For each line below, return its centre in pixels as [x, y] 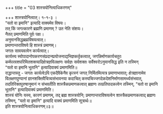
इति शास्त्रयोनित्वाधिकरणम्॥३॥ [29, 106]
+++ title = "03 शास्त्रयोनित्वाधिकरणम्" [39, 8]
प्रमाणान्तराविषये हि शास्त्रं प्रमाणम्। [31, 45]
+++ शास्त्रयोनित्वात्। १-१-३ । [31, 18]
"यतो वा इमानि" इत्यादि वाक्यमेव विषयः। [36, 23]
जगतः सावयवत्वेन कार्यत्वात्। [27, 51]
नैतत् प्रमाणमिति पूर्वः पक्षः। [25, 34]
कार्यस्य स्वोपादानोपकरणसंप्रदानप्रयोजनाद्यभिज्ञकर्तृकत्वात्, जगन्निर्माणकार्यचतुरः [63, 56]
